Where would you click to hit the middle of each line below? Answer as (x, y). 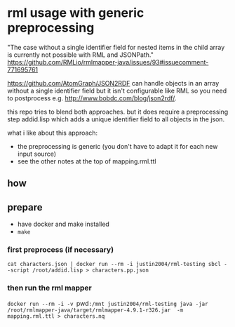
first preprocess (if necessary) (61, 250)
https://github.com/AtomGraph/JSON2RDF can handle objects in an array (113, 83)
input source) (37, 154)
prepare (25, 207)
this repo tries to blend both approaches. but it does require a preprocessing (118, 112)
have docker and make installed (63, 224)
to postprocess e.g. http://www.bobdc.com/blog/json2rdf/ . (92, 98)
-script (19, 271)
